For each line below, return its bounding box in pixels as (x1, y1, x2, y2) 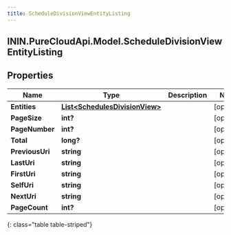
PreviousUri (10, 146, 50, 156)
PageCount (10, 203, 48, 212)
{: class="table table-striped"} (7, 220, 93, 228)
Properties (7, 70, 54, 81)
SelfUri (10, 180, 34, 190)
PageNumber (10, 124, 55, 134)
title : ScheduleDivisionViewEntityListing (7, 10, 131, 17)
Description (168, 90, 208, 100)
